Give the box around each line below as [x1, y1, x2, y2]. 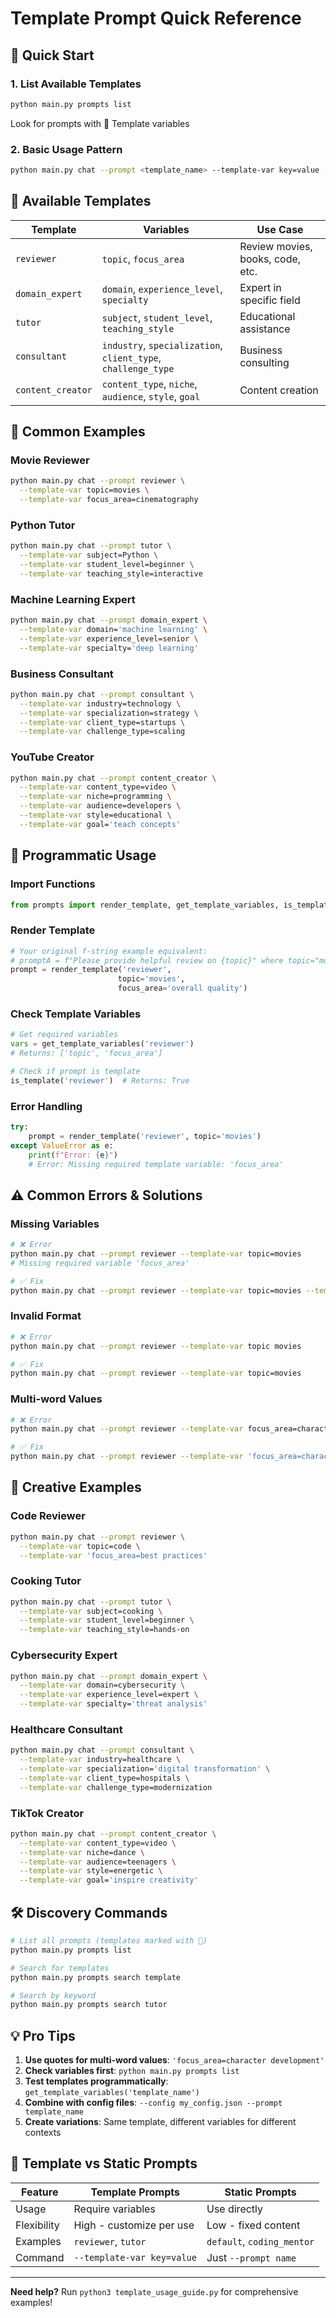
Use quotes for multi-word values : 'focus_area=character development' [24, 2054, 325, 2066]
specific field [239, 293, 301, 307]
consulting [239, 355, 290, 369]
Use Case [256, 222, 304, 236]
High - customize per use [73, 2218, 195, 2232]
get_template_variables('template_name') [24, 2088, 200, 2098]
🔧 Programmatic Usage [10, 847, 157, 864]
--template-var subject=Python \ [19, 550, 159, 561]
